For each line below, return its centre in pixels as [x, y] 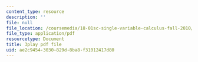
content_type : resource [35, 12]
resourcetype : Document [35, 39]
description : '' [26, 17]
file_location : [25, 28]
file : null [19, 22]
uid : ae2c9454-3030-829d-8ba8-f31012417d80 [60, 50]
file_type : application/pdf [41, 34]
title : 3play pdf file [34, 45]
